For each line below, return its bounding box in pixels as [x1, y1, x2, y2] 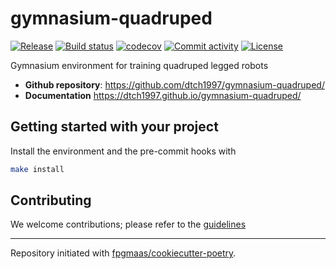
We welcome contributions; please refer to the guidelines [10, 218, 247, 231]
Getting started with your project [10, 118, 219, 136]
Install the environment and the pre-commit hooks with [10, 145, 237, 157]
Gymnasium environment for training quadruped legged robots [10, 59, 269, 71]
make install [10, 164, 65, 174]
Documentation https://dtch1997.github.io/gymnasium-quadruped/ [24, 89, 302, 101]
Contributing [10, 192, 92, 209]
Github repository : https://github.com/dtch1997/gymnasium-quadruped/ [24, 78, 325, 91]
